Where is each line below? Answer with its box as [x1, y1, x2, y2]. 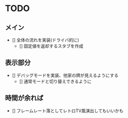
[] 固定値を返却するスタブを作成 [19, 43, 83, 49]
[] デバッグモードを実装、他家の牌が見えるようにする [12, 72, 119, 78]
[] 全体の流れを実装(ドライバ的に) [12, 37, 79, 43]
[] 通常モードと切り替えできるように [19, 78, 92, 84]
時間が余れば [5, 94, 44, 102]
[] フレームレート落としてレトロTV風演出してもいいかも [12, 107, 124, 114]
